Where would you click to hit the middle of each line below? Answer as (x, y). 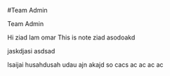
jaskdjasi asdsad (31, 51)
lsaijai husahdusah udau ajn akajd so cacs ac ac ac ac (85, 65)
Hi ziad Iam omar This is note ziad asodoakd (71, 37)
